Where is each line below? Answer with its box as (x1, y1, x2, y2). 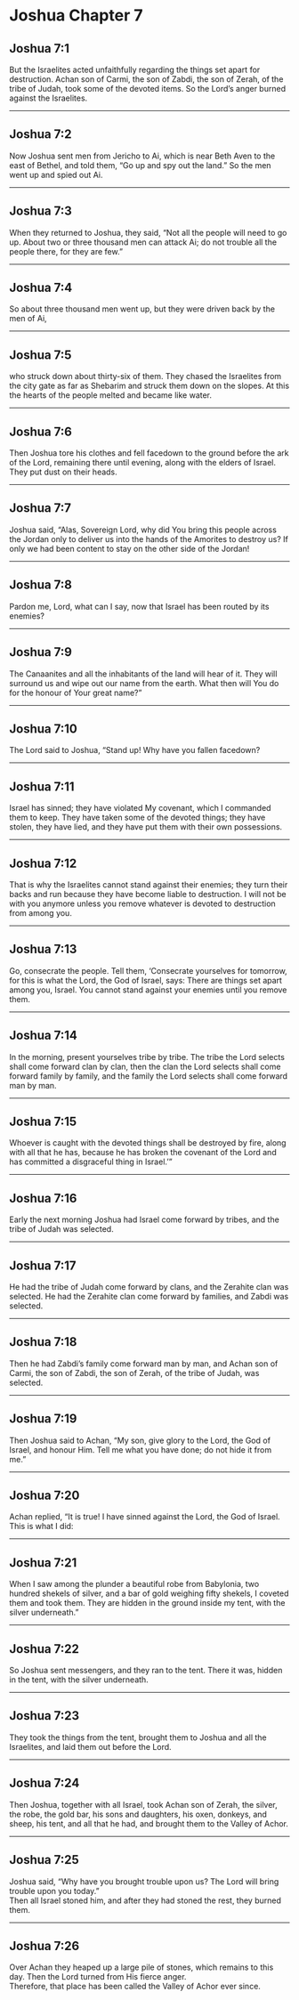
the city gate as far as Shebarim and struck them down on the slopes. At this (9, 380, 290, 392)
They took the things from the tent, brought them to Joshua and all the (9, 1732, 267, 1743)
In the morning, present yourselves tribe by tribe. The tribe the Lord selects (9, 1051, 285, 1062)
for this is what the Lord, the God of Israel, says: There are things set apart (9, 975, 283, 985)
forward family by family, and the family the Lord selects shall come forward (9, 1070, 287, 1081)
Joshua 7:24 (9, 1776, 80, 1791)
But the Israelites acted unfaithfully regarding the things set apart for (9, 64, 261, 75)
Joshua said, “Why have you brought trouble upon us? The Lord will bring (9, 1875, 279, 1887)
